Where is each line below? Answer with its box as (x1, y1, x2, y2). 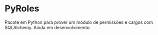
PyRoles (4, 3, 39, 14)
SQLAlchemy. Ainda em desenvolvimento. (4, 24, 91, 30)
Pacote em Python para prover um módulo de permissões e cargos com (4, 19, 153, 25)
